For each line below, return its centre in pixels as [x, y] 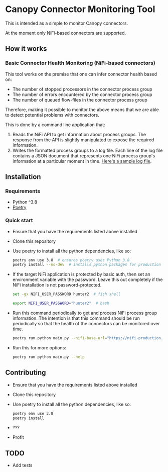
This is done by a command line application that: [55, 125]
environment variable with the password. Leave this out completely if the [88, 279]
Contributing [26, 373]
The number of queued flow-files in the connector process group [80, 100]
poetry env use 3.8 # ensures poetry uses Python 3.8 [71, 260]
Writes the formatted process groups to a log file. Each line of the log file [88, 150]
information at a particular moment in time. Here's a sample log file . [82, 161]
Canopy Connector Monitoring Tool [80, 9]
